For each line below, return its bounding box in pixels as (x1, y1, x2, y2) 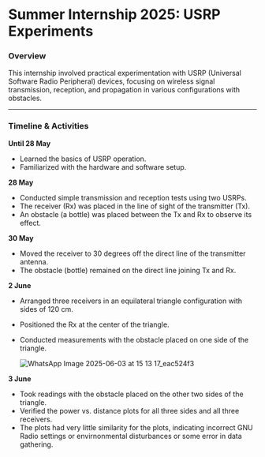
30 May (8, 233, 34, 242)
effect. (19, 218, 42, 227)
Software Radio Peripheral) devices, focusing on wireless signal (8, 77, 215, 86)
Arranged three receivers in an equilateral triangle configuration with (19, 296, 243, 305)
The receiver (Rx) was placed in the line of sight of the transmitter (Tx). (19, 201, 251, 211)
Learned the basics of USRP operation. (19, 154, 147, 163)
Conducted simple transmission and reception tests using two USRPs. (19, 193, 247, 202)
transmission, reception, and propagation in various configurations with (8, 85, 241, 95)
